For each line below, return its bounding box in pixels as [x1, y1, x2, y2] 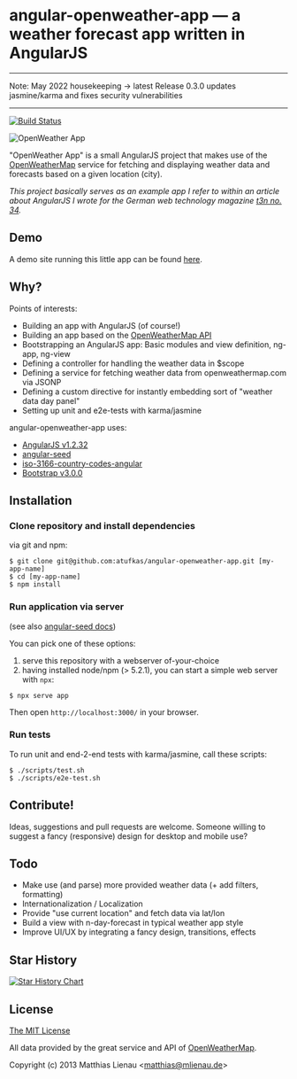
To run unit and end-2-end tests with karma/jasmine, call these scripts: [9, 749, 268, 759]
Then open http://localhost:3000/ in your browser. [9, 706, 199, 718]
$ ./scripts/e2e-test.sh [9, 773, 101, 782]
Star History [9, 952, 78, 967]
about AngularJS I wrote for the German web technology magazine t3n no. [9, 195, 283, 206]
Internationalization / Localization [21, 898, 143, 909]
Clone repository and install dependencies [9, 519, 196, 532]
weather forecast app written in [9, 24, 246, 44]
